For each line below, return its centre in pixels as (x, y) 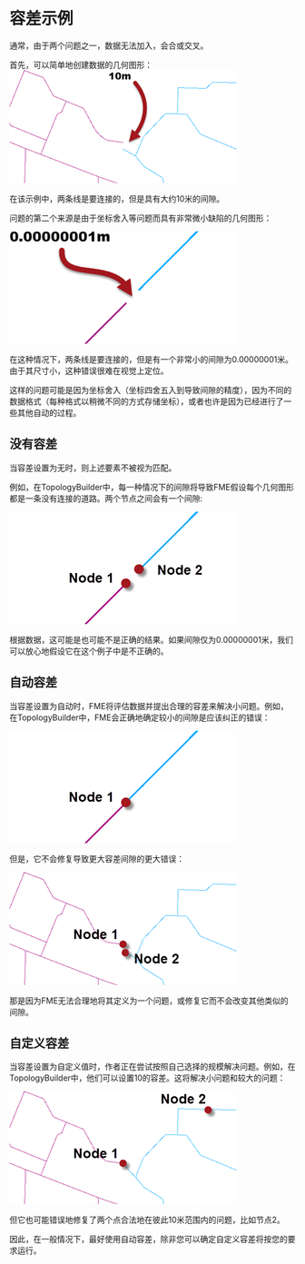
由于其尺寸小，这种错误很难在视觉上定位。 (89, 370)
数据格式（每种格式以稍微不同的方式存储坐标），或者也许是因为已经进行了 (147, 401)
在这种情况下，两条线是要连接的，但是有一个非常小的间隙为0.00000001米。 (151, 359)
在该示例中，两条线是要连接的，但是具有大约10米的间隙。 (117, 198)
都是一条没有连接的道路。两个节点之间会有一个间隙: (106, 498)
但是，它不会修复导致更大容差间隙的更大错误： (97, 858)
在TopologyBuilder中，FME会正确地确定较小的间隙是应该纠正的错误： (140, 717)
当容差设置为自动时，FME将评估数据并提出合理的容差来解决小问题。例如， (149, 706)
